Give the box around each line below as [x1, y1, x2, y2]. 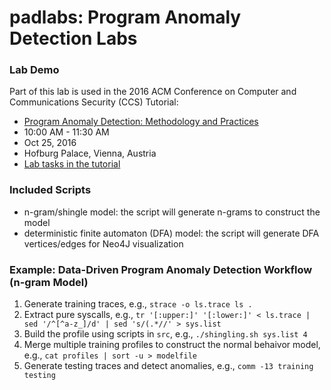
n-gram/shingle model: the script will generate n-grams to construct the [23, 206, 321, 218]
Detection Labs [9, 27, 138, 50]
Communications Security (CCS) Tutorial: [9, 96, 179, 108]
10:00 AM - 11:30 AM [23, 126, 110, 138]
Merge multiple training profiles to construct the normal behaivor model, [23, 339, 321, 351]
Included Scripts [9, 183, 92, 197]
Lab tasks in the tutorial [23, 158, 121, 170]
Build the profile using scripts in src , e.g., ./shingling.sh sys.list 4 [23, 328, 308, 340]
